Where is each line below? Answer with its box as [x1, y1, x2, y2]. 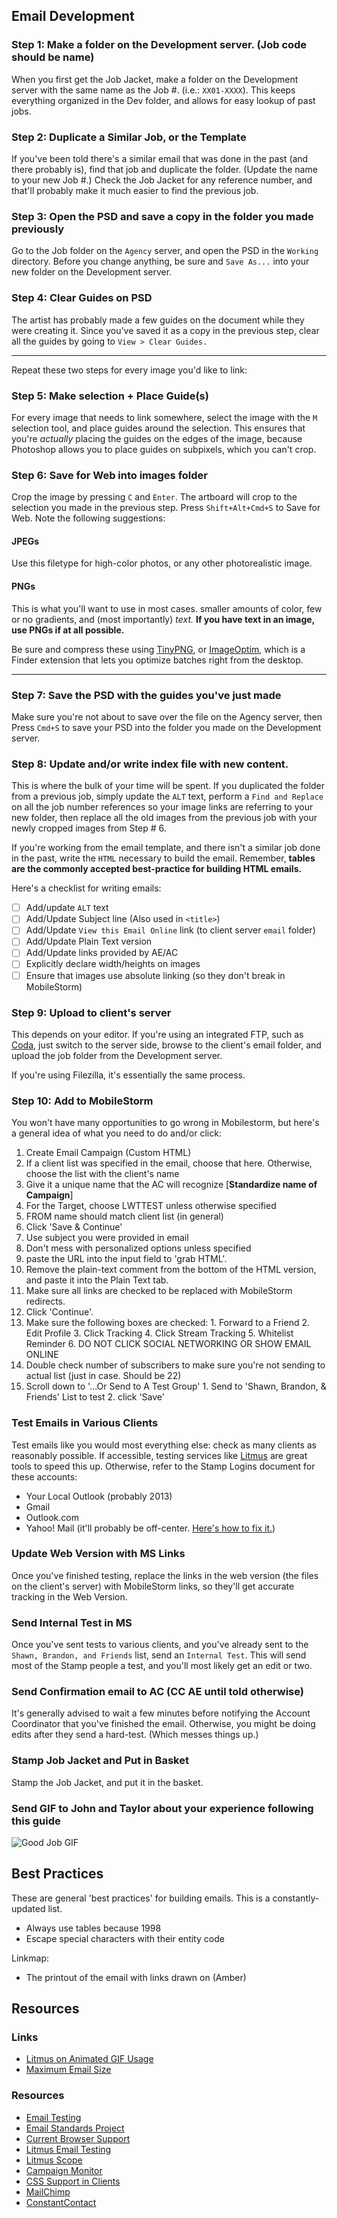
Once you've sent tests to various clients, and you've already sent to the [11, 1639, 309, 1651]
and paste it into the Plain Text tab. [25, 1274, 169, 1286]
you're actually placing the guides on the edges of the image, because [11, 432, 303, 444]
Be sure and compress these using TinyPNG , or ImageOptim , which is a [11, 643, 306, 655]
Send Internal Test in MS [11, 1615, 133, 1629]
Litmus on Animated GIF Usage [25, 2053, 154, 2065]
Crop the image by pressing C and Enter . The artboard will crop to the [11, 491, 298, 503]
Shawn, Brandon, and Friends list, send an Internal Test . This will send [11, 1649, 307, 1661]
